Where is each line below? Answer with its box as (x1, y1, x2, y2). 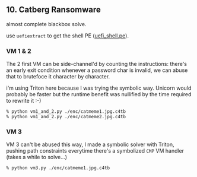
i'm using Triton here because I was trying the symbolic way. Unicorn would (6, 84, 192, 91)
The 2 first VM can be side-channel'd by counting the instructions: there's (6, 61, 187, 68)
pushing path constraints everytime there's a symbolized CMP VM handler (6, 147, 185, 154)
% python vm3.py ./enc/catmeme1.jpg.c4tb (6, 165, 110, 171)
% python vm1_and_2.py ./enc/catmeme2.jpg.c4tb (6, 114, 126, 120)
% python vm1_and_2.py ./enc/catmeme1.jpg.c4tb (6, 109, 126, 115)
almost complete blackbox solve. (6, 20, 87, 27)
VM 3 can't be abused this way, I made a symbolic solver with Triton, (6, 141, 174, 148)
